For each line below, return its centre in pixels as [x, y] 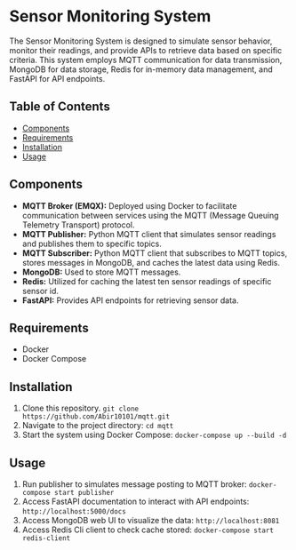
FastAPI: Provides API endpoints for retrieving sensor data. [130, 300]
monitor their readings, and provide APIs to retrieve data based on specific [146, 50]
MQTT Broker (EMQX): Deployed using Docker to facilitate [129, 205]
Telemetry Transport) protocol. [78, 225]
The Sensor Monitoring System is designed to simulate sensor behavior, [141, 41]
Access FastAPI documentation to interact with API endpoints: [136, 501]
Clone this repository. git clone [80, 408]
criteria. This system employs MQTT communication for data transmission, [146, 60]
